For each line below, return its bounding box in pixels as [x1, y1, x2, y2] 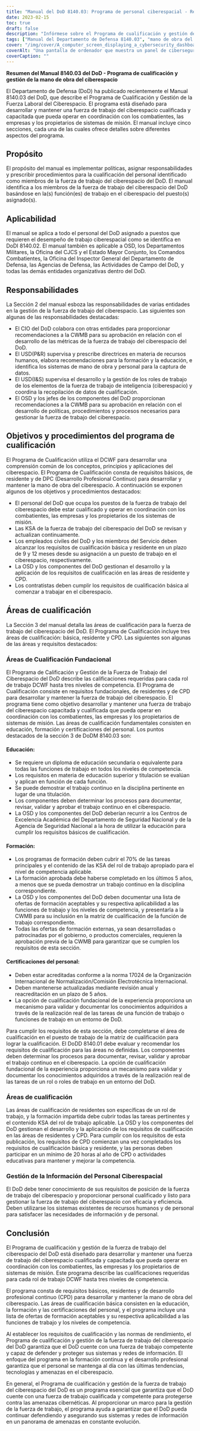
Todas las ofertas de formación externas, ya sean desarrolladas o [14, 925, 176, 932]
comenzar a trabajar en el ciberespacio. [14, 588, 113, 595]
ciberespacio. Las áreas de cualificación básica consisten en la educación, [6, 1300, 190, 1307]
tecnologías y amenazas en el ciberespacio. [6, 1368, 114, 1376]
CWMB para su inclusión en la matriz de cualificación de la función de [14, 913, 187, 920]
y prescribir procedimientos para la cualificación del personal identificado [6, 171, 187, 178]
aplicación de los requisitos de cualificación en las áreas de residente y [14, 569, 190, 576]
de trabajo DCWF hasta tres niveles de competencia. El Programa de [6, 681, 174, 688]
